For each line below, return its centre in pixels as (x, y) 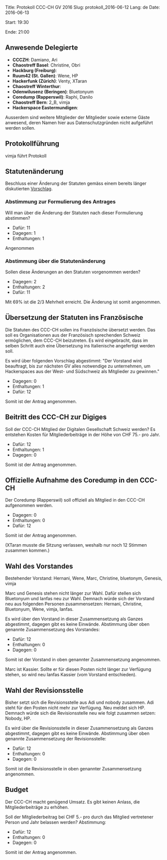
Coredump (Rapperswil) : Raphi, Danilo (53, 97)
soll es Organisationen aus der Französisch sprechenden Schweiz (73, 335)
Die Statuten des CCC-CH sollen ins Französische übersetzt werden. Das (80, 329)
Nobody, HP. (18, 718)
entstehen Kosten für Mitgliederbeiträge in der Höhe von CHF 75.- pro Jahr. (83, 435)
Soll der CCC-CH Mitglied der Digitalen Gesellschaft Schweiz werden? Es (80, 429)
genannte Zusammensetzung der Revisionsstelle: (56, 739)
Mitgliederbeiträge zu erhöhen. (37, 807)
